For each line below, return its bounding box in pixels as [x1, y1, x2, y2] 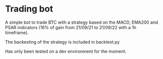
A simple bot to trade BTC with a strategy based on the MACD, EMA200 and [5, 19, 158, 25]
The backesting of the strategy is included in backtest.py [5, 39, 120, 44]
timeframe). [5, 29, 29, 35]
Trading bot [5, 3, 53, 15]
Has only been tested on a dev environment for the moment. [5, 48, 127, 54]
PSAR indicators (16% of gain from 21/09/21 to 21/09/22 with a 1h [5, 24, 137, 30]
